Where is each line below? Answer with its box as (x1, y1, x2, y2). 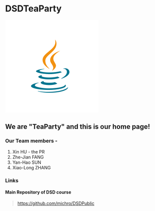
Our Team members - (5, 138, 58, 144)
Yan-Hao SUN (12, 159, 41, 165)
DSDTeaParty (5, 3, 62, 14)
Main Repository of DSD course (5, 189, 72, 195)
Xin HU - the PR (12, 148, 45, 154)
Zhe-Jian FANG (12, 154, 44, 160)
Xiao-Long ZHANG (12, 164, 51, 170)
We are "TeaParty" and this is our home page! (5, 123, 151, 131)
